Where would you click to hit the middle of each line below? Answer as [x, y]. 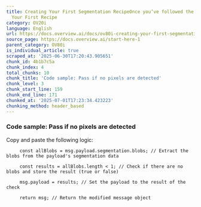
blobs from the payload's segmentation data [63, 156]
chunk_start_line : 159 [34, 89]
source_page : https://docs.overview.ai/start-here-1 [73, 39]
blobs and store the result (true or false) [63, 172]
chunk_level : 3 [25, 84]
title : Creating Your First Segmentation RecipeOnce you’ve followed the [100, 12]
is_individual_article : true [42, 51]
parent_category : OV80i [36, 45]
